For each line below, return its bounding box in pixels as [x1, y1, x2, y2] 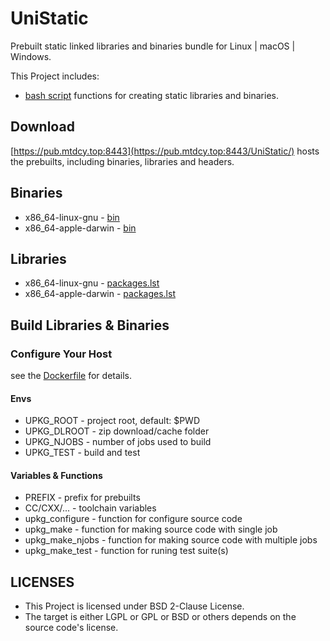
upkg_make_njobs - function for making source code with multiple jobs [24, 534, 318, 546]
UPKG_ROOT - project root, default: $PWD [24, 415, 201, 427]
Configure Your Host [10, 347, 113, 361]
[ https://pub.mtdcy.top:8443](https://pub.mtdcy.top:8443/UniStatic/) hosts [10, 145, 320, 157]
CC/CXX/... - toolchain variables [24, 502, 157, 514]
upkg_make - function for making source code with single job [24, 523, 278, 536]
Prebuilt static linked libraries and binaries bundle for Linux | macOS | [10, 40, 296, 52]
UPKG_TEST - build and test [24, 447, 141, 459]
